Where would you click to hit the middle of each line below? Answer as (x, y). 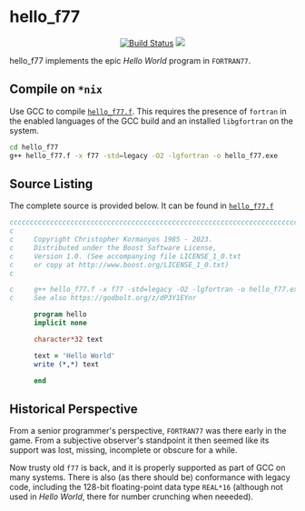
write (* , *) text (66, 364)
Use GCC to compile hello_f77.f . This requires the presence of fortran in (148, 111)
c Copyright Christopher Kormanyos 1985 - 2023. (111, 240)
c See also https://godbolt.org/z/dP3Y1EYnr (103, 298)
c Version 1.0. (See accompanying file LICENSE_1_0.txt (126, 256)
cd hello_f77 (34, 147)
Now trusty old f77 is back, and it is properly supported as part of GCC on (148, 468)
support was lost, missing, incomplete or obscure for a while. (123, 450)
